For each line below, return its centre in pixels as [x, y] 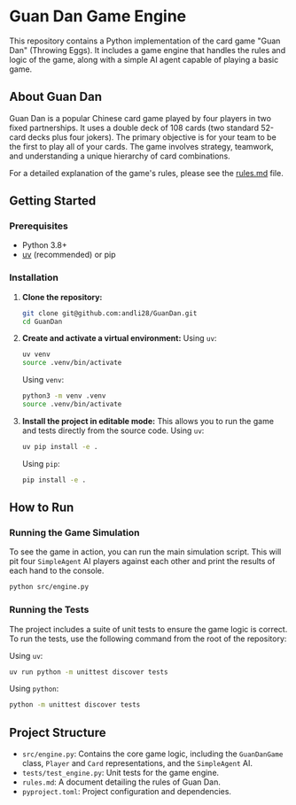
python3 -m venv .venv [64, 396]
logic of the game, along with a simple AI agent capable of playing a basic [144, 59]
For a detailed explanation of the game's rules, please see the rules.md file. [146, 173]
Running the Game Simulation [74, 533]
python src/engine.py [49, 587]
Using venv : [43, 380]
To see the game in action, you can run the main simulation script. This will [145, 552]
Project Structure [58, 732]
